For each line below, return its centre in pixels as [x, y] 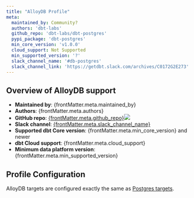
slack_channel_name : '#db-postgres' [56, 61]
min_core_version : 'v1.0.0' [46, 45]
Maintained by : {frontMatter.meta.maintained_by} [75, 105]
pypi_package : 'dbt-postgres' [48, 39]
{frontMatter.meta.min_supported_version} [66, 156]
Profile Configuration [46, 174]
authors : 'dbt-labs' [37, 28]
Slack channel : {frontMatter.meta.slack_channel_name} [83, 124]
